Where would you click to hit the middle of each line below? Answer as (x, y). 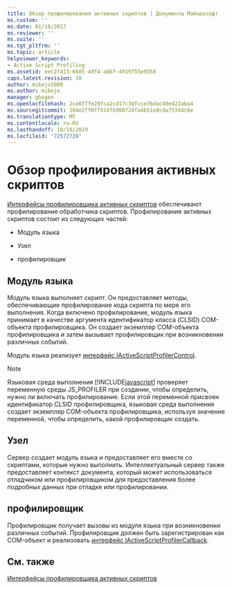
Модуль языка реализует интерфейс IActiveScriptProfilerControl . (102, 355)
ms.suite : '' (26, 39)
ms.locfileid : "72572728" (44, 136)
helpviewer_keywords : (38, 59)
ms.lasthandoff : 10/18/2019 (48, 130)
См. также (31, 562)
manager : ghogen (30, 98)
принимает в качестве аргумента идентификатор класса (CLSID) (104, 320)
